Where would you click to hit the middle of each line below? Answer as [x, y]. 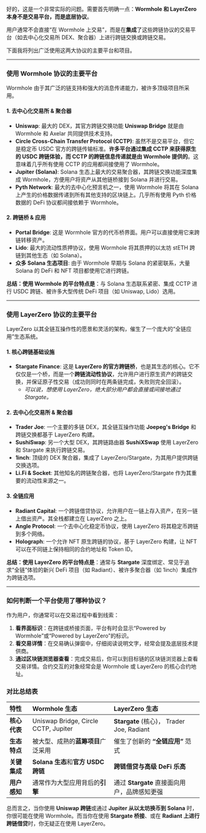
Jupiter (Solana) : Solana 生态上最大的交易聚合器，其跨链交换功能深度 [103, 172]
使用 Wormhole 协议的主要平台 [52, 74]
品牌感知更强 [145, 792]
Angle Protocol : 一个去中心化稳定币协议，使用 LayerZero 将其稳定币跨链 [107, 526]
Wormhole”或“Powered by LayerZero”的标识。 [74, 636]
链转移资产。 [31, 240]
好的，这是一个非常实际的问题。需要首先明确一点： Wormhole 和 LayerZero [102, 9]
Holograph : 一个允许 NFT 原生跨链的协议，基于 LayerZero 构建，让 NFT [106, 541]
